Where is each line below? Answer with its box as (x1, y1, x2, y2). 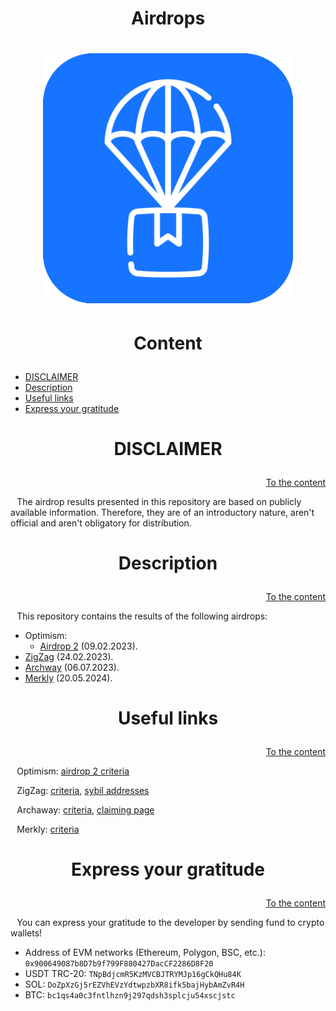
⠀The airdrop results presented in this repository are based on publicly (10, 495, 302, 507)
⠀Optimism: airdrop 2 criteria (10, 765, 130, 777)
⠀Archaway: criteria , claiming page (10, 804, 155, 816)
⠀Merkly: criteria (10, 823, 80, 836)
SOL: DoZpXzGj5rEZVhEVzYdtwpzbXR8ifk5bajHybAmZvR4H (24, 978, 245, 991)
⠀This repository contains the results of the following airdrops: (10, 610, 268, 622)
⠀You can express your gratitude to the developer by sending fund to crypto (10, 917, 325, 929)
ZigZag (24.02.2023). (24, 650, 114, 662)
